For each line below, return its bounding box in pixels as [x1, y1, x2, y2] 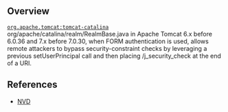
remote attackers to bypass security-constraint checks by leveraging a [7, 44, 207, 52]
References [7, 79, 58, 91]
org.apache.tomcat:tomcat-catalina [7, 23, 109, 30]
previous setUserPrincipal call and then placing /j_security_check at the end [7, 52, 222, 60]
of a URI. [7, 58, 32, 67]
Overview [7, 5, 50, 17]
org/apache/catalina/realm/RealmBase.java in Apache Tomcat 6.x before [7, 30, 213, 38]
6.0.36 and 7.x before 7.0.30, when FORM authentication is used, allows [7, 37, 209, 45]
